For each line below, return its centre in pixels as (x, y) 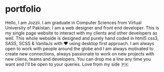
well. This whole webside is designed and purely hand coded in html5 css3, (82, 38)
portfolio (23, 9)
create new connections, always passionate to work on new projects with (80, 54)
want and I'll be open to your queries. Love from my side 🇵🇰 (67, 64)
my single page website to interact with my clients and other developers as (81, 33)
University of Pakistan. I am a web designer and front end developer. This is (82, 27)
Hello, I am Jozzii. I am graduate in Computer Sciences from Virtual (73, 23)
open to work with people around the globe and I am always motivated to (80, 48)
